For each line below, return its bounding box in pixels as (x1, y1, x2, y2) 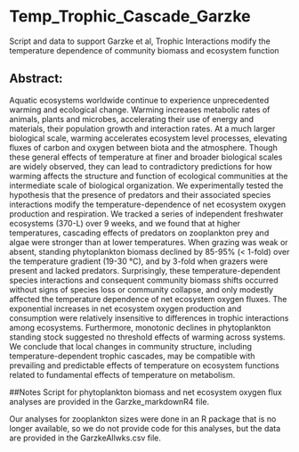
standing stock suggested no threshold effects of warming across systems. (9, 332, 287, 342)
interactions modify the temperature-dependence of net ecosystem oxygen (9, 199, 287, 210)
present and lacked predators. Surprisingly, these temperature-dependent (9, 265, 281, 275)
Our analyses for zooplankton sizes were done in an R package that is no (9, 413, 277, 424)
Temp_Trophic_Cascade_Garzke (9, 6, 251, 27)
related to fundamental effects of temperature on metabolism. (9, 369, 236, 380)
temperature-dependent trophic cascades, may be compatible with (9, 350, 255, 361)
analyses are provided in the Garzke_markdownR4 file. (9, 396, 210, 407)
